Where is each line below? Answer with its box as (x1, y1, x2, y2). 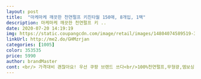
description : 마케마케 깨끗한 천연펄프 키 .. (6, 20, 106, 26)
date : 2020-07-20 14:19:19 (6, 25, 74, 31)
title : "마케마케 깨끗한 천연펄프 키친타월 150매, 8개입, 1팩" (6, 14, 146, 20)
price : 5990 (6, 53, 36, 59)
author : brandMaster (6, 58, 58, 64)
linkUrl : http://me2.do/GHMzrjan (6, 36, 90, 42)
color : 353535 (6, 48, 42, 53)
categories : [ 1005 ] (6, 42, 55, 48)
